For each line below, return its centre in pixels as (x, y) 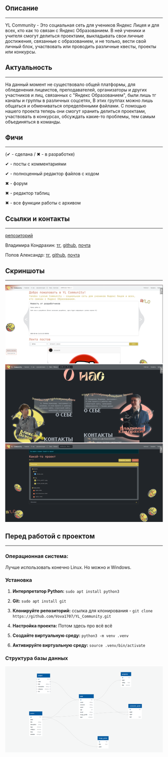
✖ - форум (16, 183)
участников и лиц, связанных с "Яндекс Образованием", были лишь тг (81, 95)
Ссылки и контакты (37, 219)
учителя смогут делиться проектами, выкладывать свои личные (74, 36)
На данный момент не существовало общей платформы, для (70, 84)
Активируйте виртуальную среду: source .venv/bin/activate (79, 645)
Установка (19, 580)
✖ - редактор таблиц (27, 193)
